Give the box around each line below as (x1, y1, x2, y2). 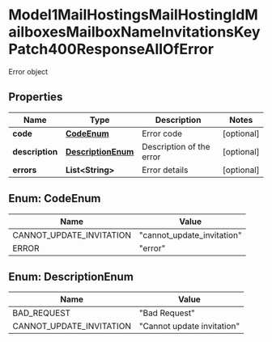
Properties (8, 91, 63, 104)
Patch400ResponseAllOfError (8, 40, 215, 58)
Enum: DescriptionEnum (8, 269, 134, 284)
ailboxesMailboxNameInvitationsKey (8, 23, 261, 41)
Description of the (141, 141, 210, 152)
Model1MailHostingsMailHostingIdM (8, 6, 259, 24)
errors (12, 164, 37, 175)
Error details (141, 164, 189, 175)
